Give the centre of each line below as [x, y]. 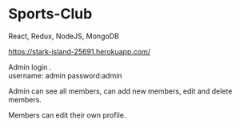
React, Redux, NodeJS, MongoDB [64, 36]
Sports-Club [50, 14]
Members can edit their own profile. [67, 115]
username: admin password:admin [65, 75]
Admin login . [30, 67]
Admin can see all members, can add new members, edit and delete [120, 91]
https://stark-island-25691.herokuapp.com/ [79, 51]
